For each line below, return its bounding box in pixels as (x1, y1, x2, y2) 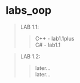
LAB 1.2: (20, 53, 41, 60)
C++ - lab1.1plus (35, 35, 75, 42)
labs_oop (5, 4, 52, 17)
